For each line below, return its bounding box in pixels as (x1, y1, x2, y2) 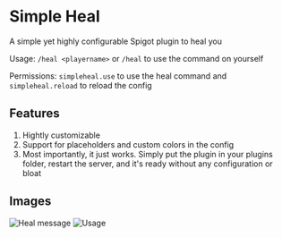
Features (9, 106, 60, 122)
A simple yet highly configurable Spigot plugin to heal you (9, 36, 222, 47)
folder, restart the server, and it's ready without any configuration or (21, 158, 273, 169)
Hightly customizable (21, 130, 101, 140)
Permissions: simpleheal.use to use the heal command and (9, 70, 227, 81)
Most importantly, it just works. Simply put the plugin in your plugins (21, 148, 273, 159)
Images (9, 194, 52, 209)
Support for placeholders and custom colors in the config (21, 139, 235, 149)
